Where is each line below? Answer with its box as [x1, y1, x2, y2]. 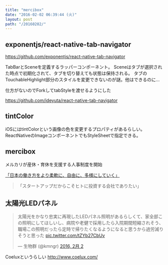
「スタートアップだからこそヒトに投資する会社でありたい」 [17, 183, 142, 189]
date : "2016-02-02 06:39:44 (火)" [5, 12, 77, 17]
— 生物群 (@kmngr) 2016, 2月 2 [17, 243, 84, 249]
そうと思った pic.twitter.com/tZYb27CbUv [17, 232, 105, 238]
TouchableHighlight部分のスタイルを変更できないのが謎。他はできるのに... [5, 77, 160, 83]
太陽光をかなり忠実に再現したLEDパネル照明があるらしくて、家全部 [17, 213, 159, 220]
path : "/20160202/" [5, 21, 46, 27]
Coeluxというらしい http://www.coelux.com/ [5, 253, 98, 260]
